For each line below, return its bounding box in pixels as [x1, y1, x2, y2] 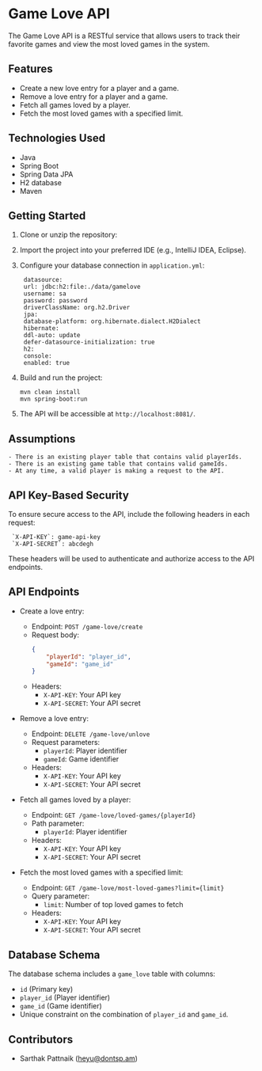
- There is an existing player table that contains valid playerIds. [8, 453, 243, 461]
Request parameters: [31, 738, 101, 747]
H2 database [19, 177, 62, 187]
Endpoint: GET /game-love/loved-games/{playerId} [31, 811, 196, 820]
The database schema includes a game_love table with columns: [8, 969, 216, 978]
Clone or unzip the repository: [19, 230, 118, 240]
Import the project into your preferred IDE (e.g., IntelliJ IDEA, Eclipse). [19, 245, 247, 255]
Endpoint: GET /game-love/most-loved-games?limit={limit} [31, 883, 225, 893]
